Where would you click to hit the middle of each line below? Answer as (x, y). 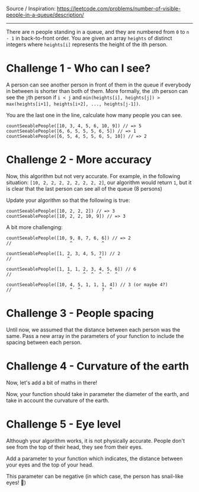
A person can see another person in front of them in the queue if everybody (99, 85)
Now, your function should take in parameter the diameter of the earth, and (98, 394)
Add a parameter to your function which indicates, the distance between (94, 458)
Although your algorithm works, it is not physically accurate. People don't (96, 440)
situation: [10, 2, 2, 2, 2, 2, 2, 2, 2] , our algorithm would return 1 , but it (99, 182)
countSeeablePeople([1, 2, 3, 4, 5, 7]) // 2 (63, 253)
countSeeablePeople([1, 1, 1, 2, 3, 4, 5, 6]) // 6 (71, 269)
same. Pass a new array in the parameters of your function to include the (95, 336)
